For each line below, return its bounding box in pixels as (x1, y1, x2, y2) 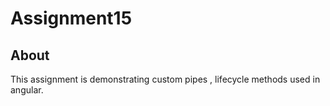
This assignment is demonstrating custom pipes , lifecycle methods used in (10, 73, 321, 85)
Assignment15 (10, 7, 133, 30)
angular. (10, 84, 44, 96)
